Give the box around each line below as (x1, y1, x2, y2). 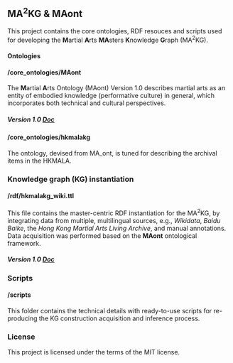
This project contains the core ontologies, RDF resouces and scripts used (7, 26, 222, 35)
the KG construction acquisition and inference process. (38, 314, 200, 323)
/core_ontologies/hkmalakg (7, 133, 91, 141)
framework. (7, 239, 41, 247)
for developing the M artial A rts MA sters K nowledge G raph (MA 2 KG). (7, 34, 208, 44)
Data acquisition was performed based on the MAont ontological (7, 231, 197, 240)
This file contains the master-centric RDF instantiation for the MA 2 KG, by (7, 207, 220, 217)
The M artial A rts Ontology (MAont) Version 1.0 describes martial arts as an (7, 84, 226, 92)
